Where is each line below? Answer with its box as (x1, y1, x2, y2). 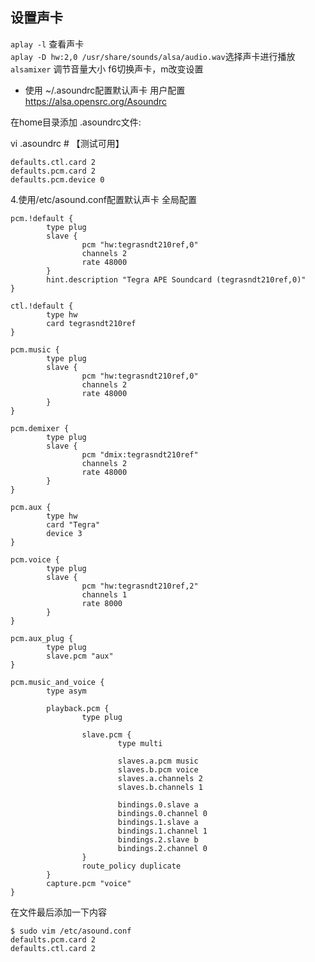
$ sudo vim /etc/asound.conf (10, 926, 132, 936)
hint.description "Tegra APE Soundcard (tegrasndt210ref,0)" (46, 274, 307, 285)
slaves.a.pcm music (117, 756, 199, 766)
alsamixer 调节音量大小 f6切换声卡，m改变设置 (10, 63, 204, 75)
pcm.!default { (10, 213, 74, 223)
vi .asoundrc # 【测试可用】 (10, 137, 125, 149)
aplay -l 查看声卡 (10, 38, 85, 50)
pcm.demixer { (10, 423, 70, 433)
